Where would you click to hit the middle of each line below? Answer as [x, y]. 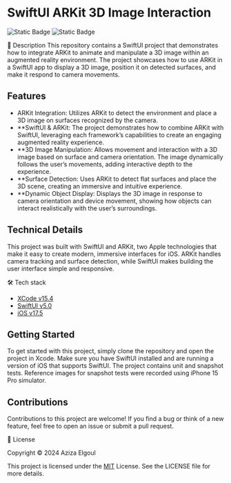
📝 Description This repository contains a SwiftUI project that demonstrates [113, 45]
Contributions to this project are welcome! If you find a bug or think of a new [115, 419]
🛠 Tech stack [27, 282]
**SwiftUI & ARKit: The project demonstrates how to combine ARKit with [120, 127]
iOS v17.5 [30, 313]
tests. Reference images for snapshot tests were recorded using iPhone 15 [113, 373]
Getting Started [41, 334]
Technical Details [45, 230]
